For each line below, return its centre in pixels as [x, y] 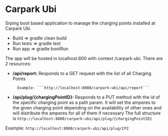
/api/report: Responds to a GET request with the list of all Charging [82, 73]
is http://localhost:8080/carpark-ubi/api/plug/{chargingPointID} [82, 118]
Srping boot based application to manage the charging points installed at [80, 23]
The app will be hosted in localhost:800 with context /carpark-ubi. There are [84, 58]
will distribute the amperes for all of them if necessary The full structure [87, 113]
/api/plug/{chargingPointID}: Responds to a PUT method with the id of [86, 97]
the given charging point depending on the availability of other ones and [87, 107]
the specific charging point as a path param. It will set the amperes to [84, 102]
